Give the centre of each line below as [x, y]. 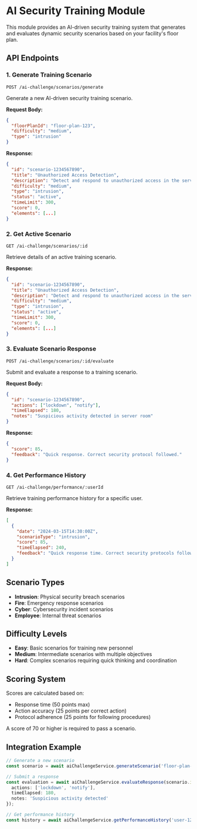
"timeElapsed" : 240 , [42, 548]
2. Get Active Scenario [39, 234]
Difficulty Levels [37, 634]
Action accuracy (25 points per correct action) [71, 711]
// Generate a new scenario [40, 761]
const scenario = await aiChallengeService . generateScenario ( [84, 766]
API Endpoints [33, 58]
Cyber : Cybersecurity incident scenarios [64, 609]
